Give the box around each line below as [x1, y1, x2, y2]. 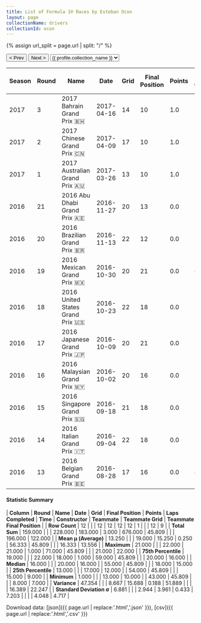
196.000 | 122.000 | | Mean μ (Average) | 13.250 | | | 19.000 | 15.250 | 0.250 [6, 535, 193, 542]
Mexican [62, 263, 86, 272]
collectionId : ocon [6, 25, 55, 32]
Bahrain [62, 102, 84, 110]
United [62, 295, 81, 304]
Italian [62, 432, 79, 441]
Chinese [62, 134, 85, 143]
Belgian [62, 465, 83, 473]
